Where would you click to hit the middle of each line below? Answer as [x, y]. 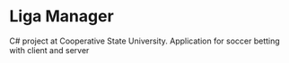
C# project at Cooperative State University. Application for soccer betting [144, 41]
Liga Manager [61, 16]
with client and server [49, 50]
